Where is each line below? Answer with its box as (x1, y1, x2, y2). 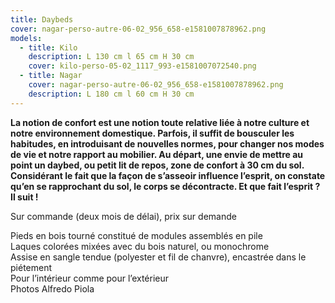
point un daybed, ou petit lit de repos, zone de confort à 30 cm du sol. (10, 159, 305, 171)
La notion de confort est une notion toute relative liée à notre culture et (10, 116, 310, 128)
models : (10, 33, 43, 43)
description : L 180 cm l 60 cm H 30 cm (28, 89, 195, 99)
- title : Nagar (19, 71, 83, 81)
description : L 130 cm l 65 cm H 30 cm (28, 52, 195, 62)
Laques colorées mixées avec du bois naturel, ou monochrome (10, 240, 270, 252)
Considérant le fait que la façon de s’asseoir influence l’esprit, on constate (10, 169, 326, 181)
